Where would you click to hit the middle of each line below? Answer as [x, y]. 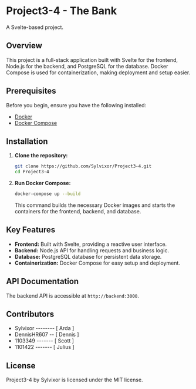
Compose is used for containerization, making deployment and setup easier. [98, 72]
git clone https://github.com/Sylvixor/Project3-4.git [83, 166]
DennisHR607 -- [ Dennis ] [47, 335]
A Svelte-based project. [35, 27]
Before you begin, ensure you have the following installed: [76, 105]
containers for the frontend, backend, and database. [78, 211]
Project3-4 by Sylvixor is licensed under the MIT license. [75, 380]
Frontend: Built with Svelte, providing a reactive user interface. [91, 244]
